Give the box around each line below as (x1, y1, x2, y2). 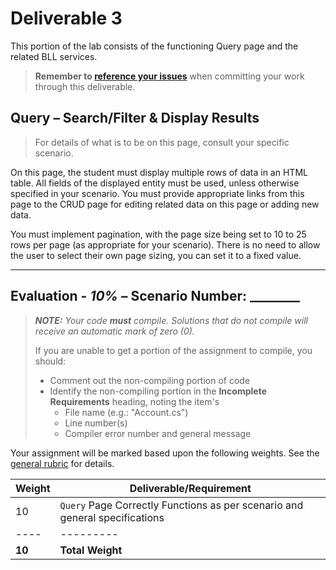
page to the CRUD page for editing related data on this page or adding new (10, 198, 320, 210)
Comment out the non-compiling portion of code (49, 374, 251, 386)
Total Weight (59, 543, 123, 557)
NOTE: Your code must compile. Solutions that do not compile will (34, 314, 309, 326)
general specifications (59, 510, 165, 524)
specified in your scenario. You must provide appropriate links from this (10, 187, 305, 199)
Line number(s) (64, 417, 128, 429)
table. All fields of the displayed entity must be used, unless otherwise (10, 177, 300, 189)
